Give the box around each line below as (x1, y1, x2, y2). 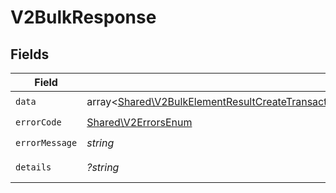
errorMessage (15, 137, 78, 148)
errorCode (15, 116, 62, 128)
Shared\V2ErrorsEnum (86, 115, 193, 129)
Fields (10, 46, 50, 63)
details (15, 162, 52, 173)
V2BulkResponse (10, 6, 157, 29)
